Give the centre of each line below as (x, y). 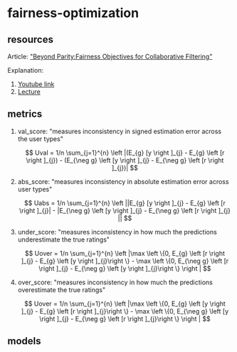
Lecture (29, 92)
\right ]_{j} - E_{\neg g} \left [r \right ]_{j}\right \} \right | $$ (125, 319)
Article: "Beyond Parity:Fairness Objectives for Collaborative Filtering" (110, 56)
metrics (25, 114)
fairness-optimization (73, 13)
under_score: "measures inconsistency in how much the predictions (117, 232)
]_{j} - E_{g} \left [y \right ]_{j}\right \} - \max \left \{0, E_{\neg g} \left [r (125, 261)
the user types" (41, 139)
